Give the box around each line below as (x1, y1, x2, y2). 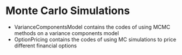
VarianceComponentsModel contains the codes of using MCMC (14, 23, 170, 30)
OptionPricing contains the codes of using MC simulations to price (14, 36, 177, 43)
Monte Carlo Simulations (5, 4, 130, 18)
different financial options (14, 42, 77, 49)
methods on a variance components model (14, 29, 119, 36)
